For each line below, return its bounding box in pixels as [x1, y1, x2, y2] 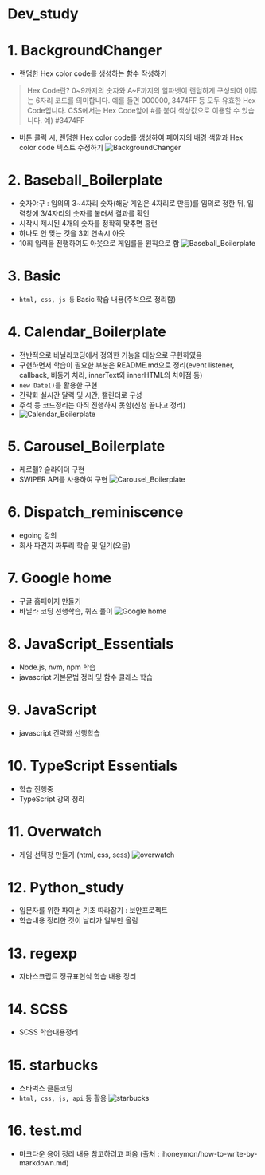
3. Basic [7, 267, 61, 285]
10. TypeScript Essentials [7, 756, 178, 775]
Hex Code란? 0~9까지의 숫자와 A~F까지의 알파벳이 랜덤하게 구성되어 [26, 85, 244, 96]
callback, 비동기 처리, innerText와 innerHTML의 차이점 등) [18, 370, 203, 379]
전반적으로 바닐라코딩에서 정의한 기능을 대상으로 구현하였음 [18, 350, 203, 359]
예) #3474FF [44, 116, 85, 125]
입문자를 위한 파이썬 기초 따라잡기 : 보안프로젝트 [18, 906, 168, 915]
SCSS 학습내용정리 [18, 1027, 79, 1037]
